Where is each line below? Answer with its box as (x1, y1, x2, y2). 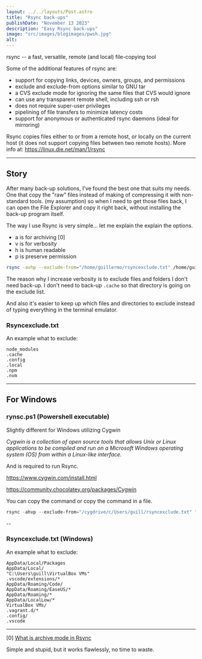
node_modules (6, 346, 39, 352)
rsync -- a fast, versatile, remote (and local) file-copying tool (6, 54, 156, 60)
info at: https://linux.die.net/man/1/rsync (6, 146, 105, 153)
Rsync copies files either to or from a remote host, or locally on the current (6, 133, 191, 140)
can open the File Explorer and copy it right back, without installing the (6, 204, 182, 211)
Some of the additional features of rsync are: (6, 65, 117, 72)
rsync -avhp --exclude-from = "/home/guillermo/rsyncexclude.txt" (6, 264, 171, 271)
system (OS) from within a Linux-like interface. (6, 450, 122, 458)
